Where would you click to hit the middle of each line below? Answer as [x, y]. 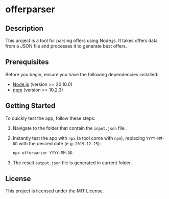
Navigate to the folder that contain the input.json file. [69, 128]
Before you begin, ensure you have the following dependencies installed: [82, 74]
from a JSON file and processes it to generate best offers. [66, 46]
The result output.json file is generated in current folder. [72, 163]
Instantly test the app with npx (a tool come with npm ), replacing [79, 138]
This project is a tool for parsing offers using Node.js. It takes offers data [82, 40]
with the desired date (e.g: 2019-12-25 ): [60, 143]
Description [24, 28]
